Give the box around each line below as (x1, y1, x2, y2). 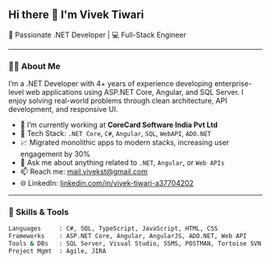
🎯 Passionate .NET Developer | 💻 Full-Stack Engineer (8, 30, 187, 39)
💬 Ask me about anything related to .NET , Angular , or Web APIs (19, 158, 225, 167)
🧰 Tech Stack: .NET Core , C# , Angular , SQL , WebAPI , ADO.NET (19, 129, 211, 138)
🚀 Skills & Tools (8, 207, 69, 218)
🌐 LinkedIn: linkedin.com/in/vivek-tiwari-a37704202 (19, 179, 194, 188)
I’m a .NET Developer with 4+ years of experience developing (8, 79, 213, 88)
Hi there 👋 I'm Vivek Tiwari (8, 8, 144, 22)
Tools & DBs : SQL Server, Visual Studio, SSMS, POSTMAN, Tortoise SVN (8, 240, 262, 248)
